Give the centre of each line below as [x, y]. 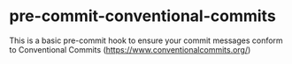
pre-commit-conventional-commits [142, 16]
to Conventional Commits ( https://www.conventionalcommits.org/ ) [130, 49]
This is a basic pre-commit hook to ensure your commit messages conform [146, 40]
